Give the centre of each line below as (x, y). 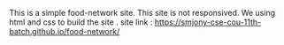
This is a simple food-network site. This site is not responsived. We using (142, 13)
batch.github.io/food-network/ (65, 31)
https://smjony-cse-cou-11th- (208, 22)
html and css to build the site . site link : (81, 22)
